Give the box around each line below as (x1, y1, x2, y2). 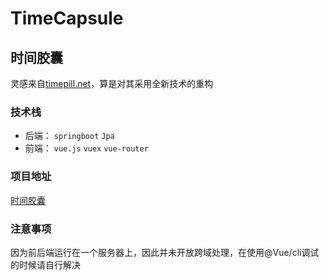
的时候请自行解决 (10, 258, 81, 271)
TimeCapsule (10, 7, 124, 30)
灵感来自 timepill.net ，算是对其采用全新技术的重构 (10, 78, 214, 89)
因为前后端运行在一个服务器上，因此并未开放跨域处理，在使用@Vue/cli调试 (10, 246, 320, 258)
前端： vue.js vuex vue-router (24, 142, 149, 154)
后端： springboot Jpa (24, 130, 115, 142)
